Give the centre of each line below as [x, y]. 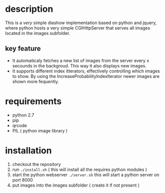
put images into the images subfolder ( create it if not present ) [76, 185]
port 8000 [22, 180]
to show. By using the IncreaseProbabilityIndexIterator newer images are [86, 76]
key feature [23, 48]
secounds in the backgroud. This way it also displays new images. [79, 65]
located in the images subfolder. [38, 33]
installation [29, 150]
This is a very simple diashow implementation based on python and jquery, [81, 23]
